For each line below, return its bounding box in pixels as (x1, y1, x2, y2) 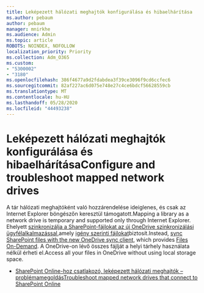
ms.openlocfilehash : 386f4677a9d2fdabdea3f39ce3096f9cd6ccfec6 (6, 77, 171, 83)
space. (6, 256, 24, 263)
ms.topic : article (6, 37, 53, 43)
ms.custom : (6, 60, 34, 66)
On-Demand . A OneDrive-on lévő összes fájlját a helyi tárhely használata (6, 242, 190, 250)
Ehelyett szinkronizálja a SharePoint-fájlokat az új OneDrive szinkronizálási (6, 223, 194, 231)
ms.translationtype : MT (6, 89, 67, 95)
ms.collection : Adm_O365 (6, 54, 70, 60)
